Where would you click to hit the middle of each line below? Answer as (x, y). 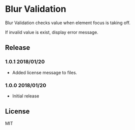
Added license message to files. (45, 72)
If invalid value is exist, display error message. (52, 32)
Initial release (26, 96)
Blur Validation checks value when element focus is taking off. (68, 23)
